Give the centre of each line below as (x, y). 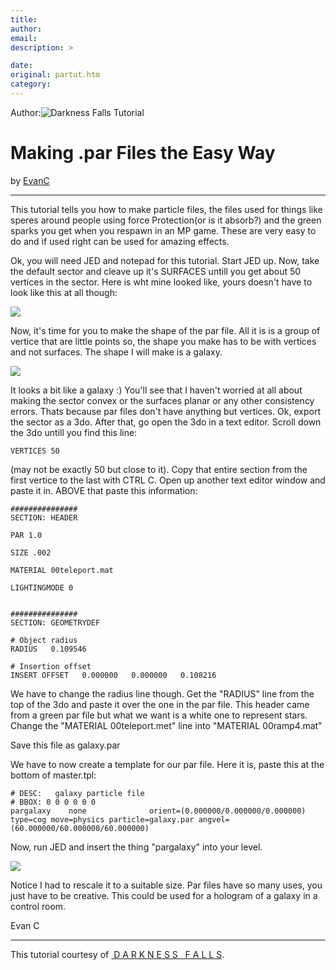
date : (21, 66)
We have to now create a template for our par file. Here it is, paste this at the (167, 764)
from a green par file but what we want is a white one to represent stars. (159, 715)
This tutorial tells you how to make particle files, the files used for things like (166, 209)
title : (24, 19)
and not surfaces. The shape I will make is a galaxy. (116, 352)
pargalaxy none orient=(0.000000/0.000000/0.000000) (158, 811)
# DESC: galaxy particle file (77, 793)
